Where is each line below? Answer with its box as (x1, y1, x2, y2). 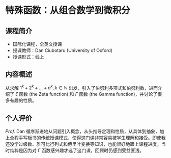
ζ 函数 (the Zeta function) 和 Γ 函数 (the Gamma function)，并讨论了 (15, 91, 158, 97)
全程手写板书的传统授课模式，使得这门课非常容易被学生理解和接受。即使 (9, 135, 161, 141)
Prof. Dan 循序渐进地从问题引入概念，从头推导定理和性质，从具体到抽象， (5, 128, 160, 135)
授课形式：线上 (12, 54, 44, 60)
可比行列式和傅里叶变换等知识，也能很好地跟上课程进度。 (40, 141, 161, 147)
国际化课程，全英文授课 (12, 41, 62, 47)
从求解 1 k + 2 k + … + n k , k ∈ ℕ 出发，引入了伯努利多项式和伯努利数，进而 (5, 84, 158, 91)
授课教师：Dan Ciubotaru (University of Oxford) (12, 47, 113, 54)
